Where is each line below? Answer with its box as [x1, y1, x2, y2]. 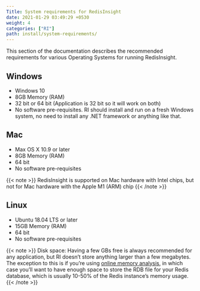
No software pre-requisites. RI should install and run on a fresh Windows [14, 106, 194, 113]
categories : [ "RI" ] [6, 25, 55, 32]
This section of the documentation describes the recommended [6, 47, 163, 54]
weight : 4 [6, 20, 31, 26]
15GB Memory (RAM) [14, 222, 67, 229]
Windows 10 [14, 87, 45, 94]
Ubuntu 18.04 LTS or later [14, 216, 78, 223]
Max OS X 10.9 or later [14, 145, 70, 153]
